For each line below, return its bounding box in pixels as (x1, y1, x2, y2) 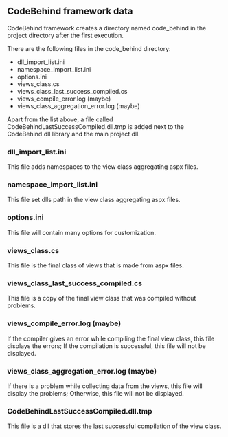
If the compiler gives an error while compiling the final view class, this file (7, 334, 215, 343)
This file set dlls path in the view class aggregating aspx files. (7, 196, 181, 204)
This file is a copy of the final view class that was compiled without (7, 294, 196, 303)
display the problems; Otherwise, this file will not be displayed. (7, 389, 184, 397)
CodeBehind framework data (7, 6, 133, 17)
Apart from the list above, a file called (7, 115, 113, 123)
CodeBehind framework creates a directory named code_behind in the (7, 23, 207, 32)
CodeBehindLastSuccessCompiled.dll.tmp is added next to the (7, 122, 184, 130)
